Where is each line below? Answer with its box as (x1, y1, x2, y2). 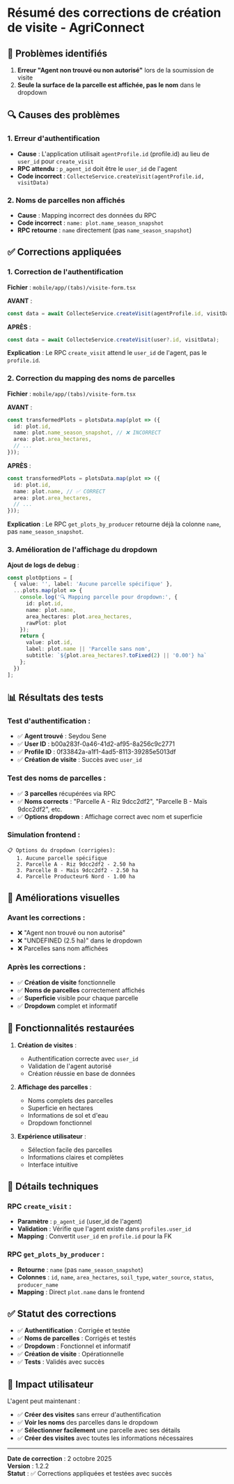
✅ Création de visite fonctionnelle (17, 978, 116, 987)
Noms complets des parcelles (27, 1096, 114, 1104)
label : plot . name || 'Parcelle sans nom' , (25, 645, 151, 653)
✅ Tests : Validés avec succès (17, 1358, 105, 1366)
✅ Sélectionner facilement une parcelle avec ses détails (17, 1426, 181, 1434)
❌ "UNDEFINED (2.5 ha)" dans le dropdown (17, 936, 143, 945)
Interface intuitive (27, 1160, 79, 1169)
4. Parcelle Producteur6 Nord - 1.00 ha (16, 873, 136, 880)
